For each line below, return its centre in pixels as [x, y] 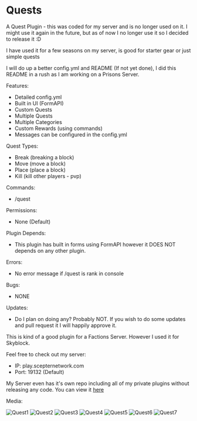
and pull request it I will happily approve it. [66, 325]
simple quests [23, 56]
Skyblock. [18, 343]
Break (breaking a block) [44, 157]
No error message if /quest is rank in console [69, 273]
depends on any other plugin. [50, 250]
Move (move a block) [40, 163]
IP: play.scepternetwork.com [49, 366]
